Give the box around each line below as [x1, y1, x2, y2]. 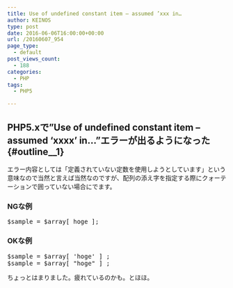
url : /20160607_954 [7, 36, 64, 43]
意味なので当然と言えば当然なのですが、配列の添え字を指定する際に [7, 173, 202, 182]
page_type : [7, 42, 39, 49]
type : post [7, 23, 39, 30]
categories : [7, 68, 42, 75]
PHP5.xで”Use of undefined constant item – [7, 121, 200, 133]
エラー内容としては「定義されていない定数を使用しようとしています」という [7, 165, 226, 173]
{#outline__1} [7, 145, 65, 157]
